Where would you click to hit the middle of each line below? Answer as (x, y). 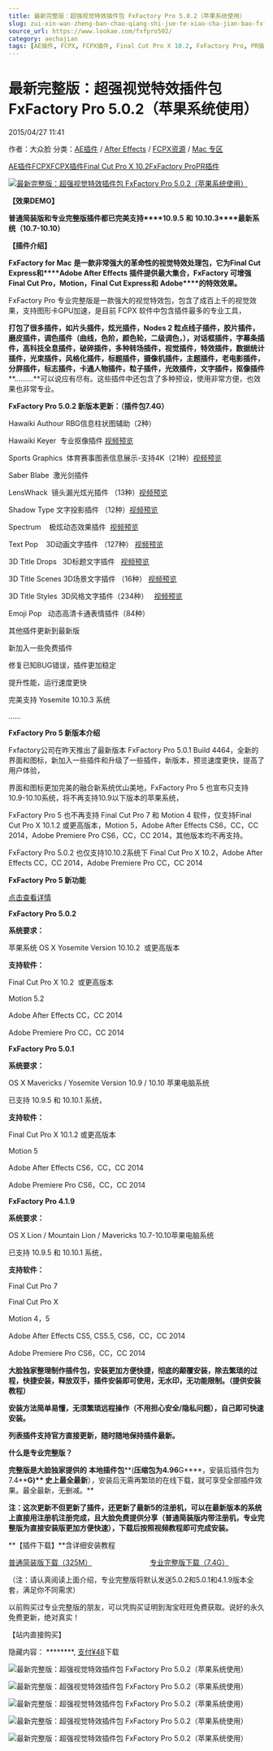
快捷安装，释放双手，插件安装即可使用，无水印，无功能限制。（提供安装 (142, 1381)
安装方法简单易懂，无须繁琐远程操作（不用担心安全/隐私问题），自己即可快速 (136, 1408)
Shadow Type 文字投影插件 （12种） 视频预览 (83, 510)
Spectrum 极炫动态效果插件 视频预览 (74, 527)
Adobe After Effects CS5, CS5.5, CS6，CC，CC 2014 (97, 1336)
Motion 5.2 (26, 999)
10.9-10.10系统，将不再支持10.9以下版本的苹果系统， (96, 798)
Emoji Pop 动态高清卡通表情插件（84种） (79, 614)
